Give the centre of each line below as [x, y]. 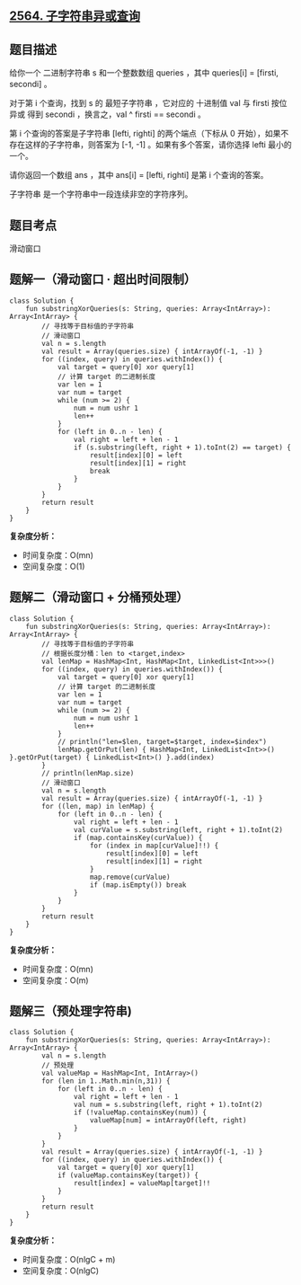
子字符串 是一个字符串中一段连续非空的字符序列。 [101, 194]
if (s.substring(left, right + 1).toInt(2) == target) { [182, 448]
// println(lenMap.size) [88, 773]
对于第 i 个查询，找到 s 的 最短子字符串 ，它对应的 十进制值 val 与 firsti [139, 103]
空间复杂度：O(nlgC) [61, 1271]
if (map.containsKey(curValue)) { [138, 837]
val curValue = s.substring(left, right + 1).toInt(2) [178, 829]
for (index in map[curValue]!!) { [154, 846]
